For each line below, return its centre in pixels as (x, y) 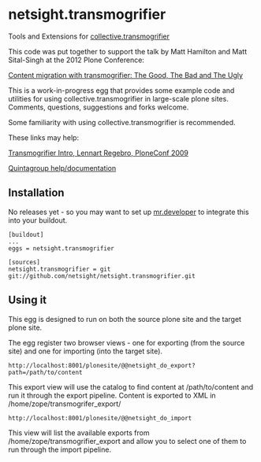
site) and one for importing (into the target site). (86, 351)
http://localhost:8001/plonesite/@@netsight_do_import (100, 418)
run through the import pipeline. (60, 449)
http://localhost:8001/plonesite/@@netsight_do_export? (102, 365)
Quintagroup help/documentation (62, 168)
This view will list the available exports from (79, 432)
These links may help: (44, 137)
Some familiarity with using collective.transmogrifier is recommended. (122, 122)
